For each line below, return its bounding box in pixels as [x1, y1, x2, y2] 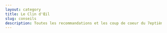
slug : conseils [5, 16, 37, 21]
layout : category [5, 7, 41, 12]
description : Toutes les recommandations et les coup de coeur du [5, 20, 146, 26]
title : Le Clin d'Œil [5, 12, 50, 16]
